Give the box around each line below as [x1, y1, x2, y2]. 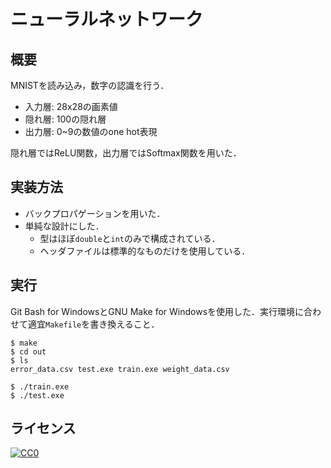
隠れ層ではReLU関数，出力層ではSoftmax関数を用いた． [10, 147, 242, 159]
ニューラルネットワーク [10, 8, 204, 31]
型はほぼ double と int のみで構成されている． [39, 232, 221, 244]
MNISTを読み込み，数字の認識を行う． [10, 80, 170, 91]
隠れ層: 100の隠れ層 [24, 113, 107, 125]
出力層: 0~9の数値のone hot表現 [24, 126, 158, 137]
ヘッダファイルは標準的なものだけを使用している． [39, 245, 251, 257]
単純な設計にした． [24, 220, 105, 232]
